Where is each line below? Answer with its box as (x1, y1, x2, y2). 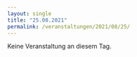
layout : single (7, 10, 52, 17)
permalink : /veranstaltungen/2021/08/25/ (7, 23, 131, 30)
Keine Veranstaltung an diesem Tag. (7, 42, 112, 51)
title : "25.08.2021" (7, 17, 68, 24)
